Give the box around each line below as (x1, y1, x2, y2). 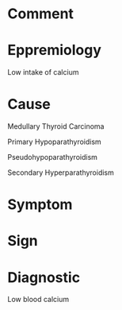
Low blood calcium (7, 295, 70, 304)
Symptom (7, 196, 73, 214)
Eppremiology (7, 41, 102, 60)
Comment (7, 5, 74, 23)
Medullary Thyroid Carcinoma (7, 122, 105, 131)
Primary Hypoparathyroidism (7, 137, 102, 147)
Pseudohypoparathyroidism (7, 153, 98, 162)
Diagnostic (7, 268, 81, 286)
